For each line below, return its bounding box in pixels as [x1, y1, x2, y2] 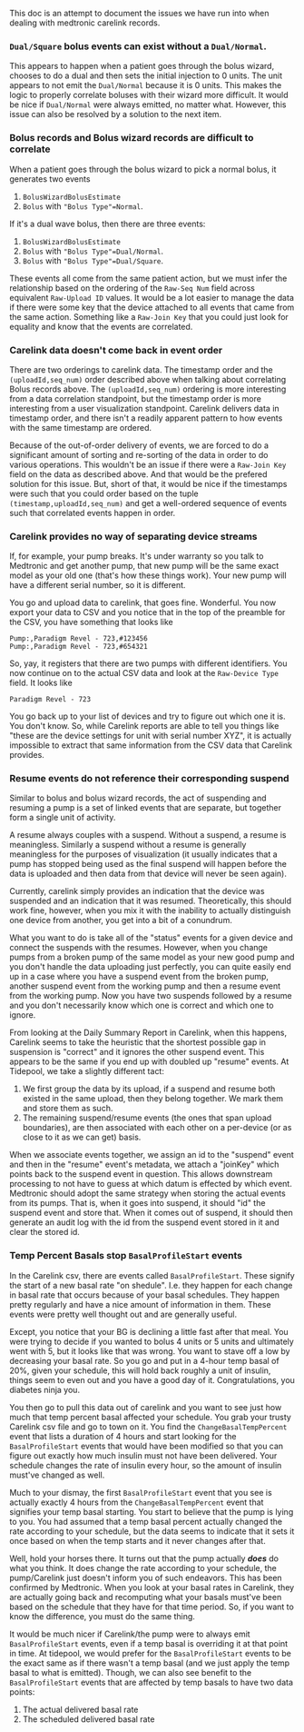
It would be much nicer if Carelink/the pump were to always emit [9, 1628, 251, 1639]
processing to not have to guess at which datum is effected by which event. [9, 1179, 292, 1190]
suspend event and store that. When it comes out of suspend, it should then [9, 1208, 293, 1219]
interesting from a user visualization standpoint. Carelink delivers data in [9, 403, 279, 413]
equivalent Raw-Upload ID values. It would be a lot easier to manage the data [9, 292, 295, 303]
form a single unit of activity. [9, 812, 116, 823]
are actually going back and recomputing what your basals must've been [9, 1591, 282, 1602]
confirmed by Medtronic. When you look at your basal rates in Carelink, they [9, 1581, 295, 1593]
